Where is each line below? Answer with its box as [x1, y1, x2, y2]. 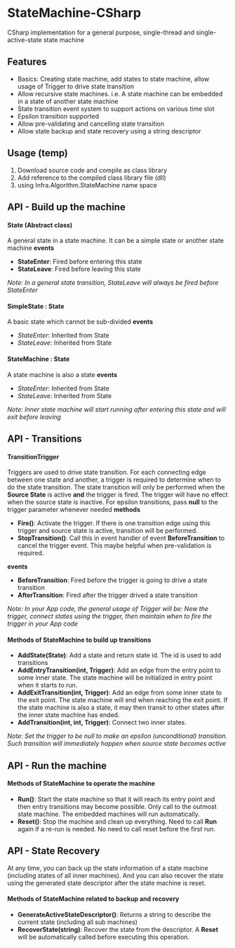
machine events [7, 244, 55, 252]
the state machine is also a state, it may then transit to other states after [17, 704, 225, 712]
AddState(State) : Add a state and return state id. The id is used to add [17, 651, 222, 659]
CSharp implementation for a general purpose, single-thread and [7, 28, 195, 37]
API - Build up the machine [7, 201, 126, 213]
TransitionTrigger [7, 452, 60, 461]
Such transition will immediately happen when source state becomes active [7, 739, 227, 748]
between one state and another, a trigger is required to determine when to [7, 475, 222, 484]
